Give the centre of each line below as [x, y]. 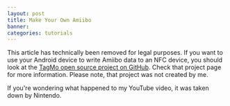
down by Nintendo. [34, 96]
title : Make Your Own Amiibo [49, 20]
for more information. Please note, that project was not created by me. [108, 75]
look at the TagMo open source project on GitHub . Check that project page [114, 67]
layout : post [26, 14]
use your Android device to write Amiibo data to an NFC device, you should [115, 60]
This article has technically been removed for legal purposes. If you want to [115, 53]
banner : [18, 26]
